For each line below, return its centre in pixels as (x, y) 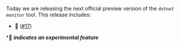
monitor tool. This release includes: (49, 15)
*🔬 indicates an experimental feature (52, 37)
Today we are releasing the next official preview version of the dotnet (90, 9)
